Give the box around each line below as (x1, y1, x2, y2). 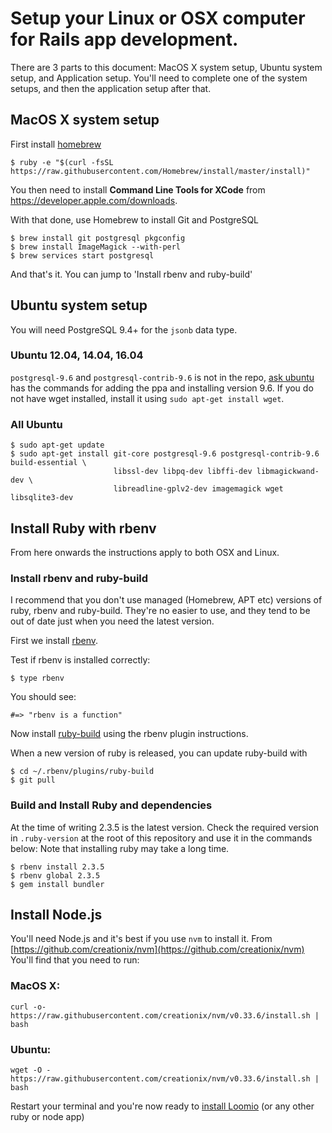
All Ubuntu (10, 417, 63, 431)
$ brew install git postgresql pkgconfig (10, 233, 186, 243)
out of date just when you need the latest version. (10, 615, 215, 627)
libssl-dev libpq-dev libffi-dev (113, 467, 253, 477)
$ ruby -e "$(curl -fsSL (10, 157, 114, 167)
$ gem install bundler (10, 879, 105, 889)
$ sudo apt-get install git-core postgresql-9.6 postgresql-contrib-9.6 (10, 449, 320, 459)
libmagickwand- (256, 467, 320, 477)
